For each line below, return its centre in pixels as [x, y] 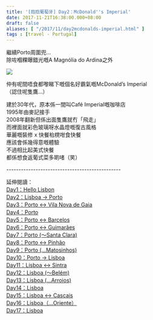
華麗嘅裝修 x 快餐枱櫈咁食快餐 [44, 135]
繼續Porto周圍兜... [29, 53]
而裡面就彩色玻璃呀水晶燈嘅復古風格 [51, 127]
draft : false [23, 23]
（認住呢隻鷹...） [27, 92]
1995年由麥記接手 [28, 112]
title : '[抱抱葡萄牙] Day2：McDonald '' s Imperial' [69, 12]
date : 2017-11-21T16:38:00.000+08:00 [54, 18]
